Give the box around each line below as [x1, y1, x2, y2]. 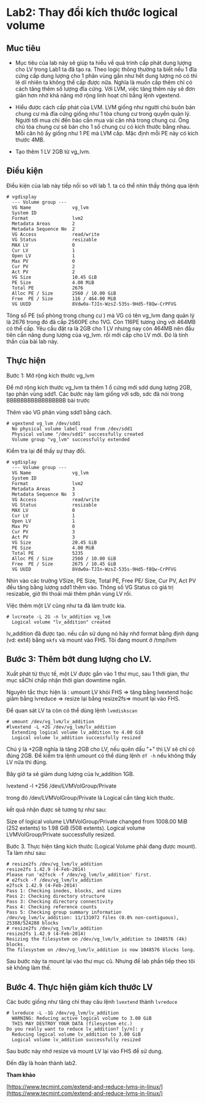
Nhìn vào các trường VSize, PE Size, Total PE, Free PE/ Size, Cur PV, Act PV [6, 577, 196, 584]
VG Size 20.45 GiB [12, 539, 97, 546]
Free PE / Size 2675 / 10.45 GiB [12, 560, 116, 567]
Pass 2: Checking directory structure [6, 894, 105, 900]
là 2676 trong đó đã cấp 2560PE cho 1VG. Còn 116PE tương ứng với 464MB [6, 318, 196, 325]
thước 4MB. [15, 136, 45, 143]
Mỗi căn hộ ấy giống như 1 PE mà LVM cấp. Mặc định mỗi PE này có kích [15, 130, 199, 137]
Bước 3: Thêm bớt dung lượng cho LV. [6, 654, 152, 664]
